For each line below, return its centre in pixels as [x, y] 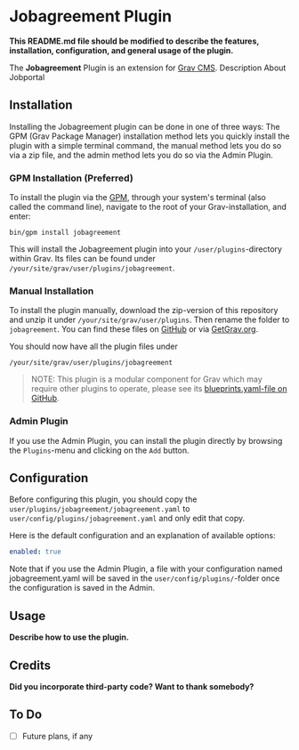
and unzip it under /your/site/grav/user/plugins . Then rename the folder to [149, 320]
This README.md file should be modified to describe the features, [134, 41]
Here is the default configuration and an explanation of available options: [142, 536]
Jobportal [27, 77]
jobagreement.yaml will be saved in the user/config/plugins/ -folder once [145, 578]
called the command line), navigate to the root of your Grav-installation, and [148, 207]
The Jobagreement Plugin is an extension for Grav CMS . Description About [148, 68]
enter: [20, 216]
